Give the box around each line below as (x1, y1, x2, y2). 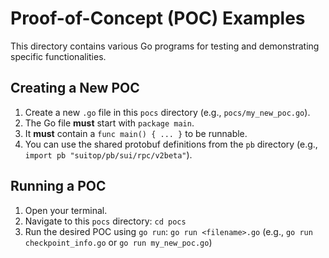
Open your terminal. (24, 204, 108, 216)
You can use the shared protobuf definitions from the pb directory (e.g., (24, 138, 318, 150)
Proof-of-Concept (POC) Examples (10, 7, 306, 30)
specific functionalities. (10, 50, 107, 62)
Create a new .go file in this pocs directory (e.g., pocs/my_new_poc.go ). (24, 106, 311, 118)
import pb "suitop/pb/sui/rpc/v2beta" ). (24, 148, 193, 161)
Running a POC (10, 178, 107, 195)
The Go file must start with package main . (24, 117, 195, 129)
